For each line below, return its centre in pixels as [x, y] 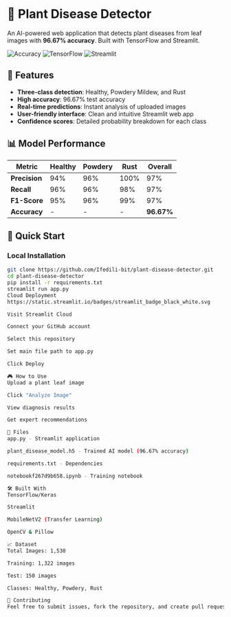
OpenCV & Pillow [30, 532]
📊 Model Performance [56, 144]
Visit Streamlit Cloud [40, 314]
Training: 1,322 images [41, 563]
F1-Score [27, 200]
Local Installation [36, 255]
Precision [26, 178]
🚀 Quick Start [36, 236]
